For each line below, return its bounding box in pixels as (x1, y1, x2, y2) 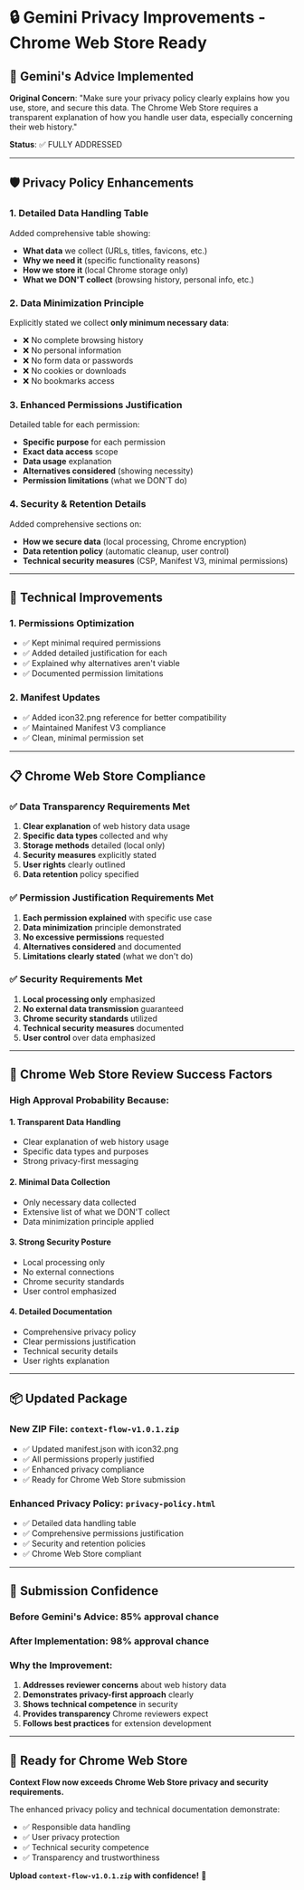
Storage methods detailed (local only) (22, 840, 166, 851)
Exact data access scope (22, 446, 119, 457)
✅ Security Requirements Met (9, 973, 143, 986)
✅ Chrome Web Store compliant (22, 1548, 142, 1559)
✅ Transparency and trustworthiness (22, 1852, 160, 1863)
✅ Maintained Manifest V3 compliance (22, 721, 166, 733)
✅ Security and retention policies (22, 1538, 147, 1549)
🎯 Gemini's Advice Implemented (9, 69, 195, 84)
